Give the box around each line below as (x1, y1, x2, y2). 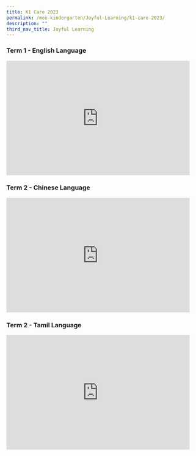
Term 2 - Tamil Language (6, 321, 82, 329)
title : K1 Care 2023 (6, 9, 59, 15)
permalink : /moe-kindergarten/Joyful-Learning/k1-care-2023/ (6, 15, 165, 21)
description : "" (6, 20, 48, 26)
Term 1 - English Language (6, 47, 87, 55)
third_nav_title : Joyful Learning (6, 26, 95, 32)
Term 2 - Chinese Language (6, 183, 90, 192)
